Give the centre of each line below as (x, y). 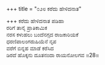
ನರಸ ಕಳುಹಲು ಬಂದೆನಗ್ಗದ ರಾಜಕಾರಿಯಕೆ (42, 35)
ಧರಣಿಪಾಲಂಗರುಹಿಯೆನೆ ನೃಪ (31, 41)
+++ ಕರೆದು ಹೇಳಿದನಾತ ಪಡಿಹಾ (35, 21)
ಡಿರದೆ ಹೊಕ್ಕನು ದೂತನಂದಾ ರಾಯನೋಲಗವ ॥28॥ (53, 55)
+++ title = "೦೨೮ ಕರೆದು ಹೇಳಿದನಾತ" (44, 9)
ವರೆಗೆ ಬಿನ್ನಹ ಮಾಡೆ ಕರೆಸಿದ (30, 48)
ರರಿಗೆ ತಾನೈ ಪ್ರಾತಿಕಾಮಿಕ (27, 28)
